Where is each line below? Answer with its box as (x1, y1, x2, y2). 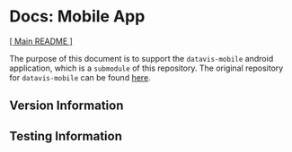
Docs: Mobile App (9, 6, 146, 27)
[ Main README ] (9, 36, 74, 46)
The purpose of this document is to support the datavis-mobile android (9, 53, 274, 63)
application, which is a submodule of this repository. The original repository (9, 63, 284, 73)
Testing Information (9, 128, 123, 144)
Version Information (9, 98, 124, 114)
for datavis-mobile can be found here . (9, 72, 151, 82)
